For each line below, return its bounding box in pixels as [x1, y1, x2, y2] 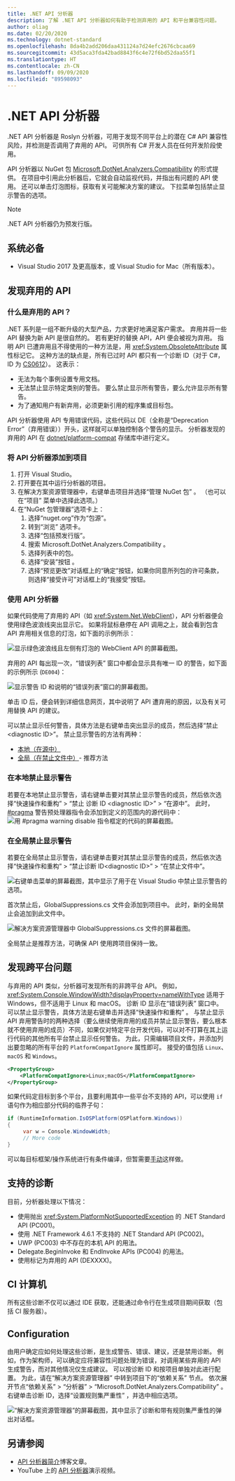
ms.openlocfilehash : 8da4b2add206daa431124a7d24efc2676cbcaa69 [7, 43, 196, 50]
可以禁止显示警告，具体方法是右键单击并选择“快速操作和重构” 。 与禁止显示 [7, 1007, 225, 1016]
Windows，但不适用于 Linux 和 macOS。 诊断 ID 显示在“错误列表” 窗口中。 [7, 999, 223, 1007]
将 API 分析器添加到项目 [7, 453, 87, 462]
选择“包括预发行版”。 [27, 531, 89, 540]
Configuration [7, 1327, 70, 1340]
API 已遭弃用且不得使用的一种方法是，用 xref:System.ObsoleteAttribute [15, 342, 220, 351]
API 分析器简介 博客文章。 [17, 1457, 91, 1466]
